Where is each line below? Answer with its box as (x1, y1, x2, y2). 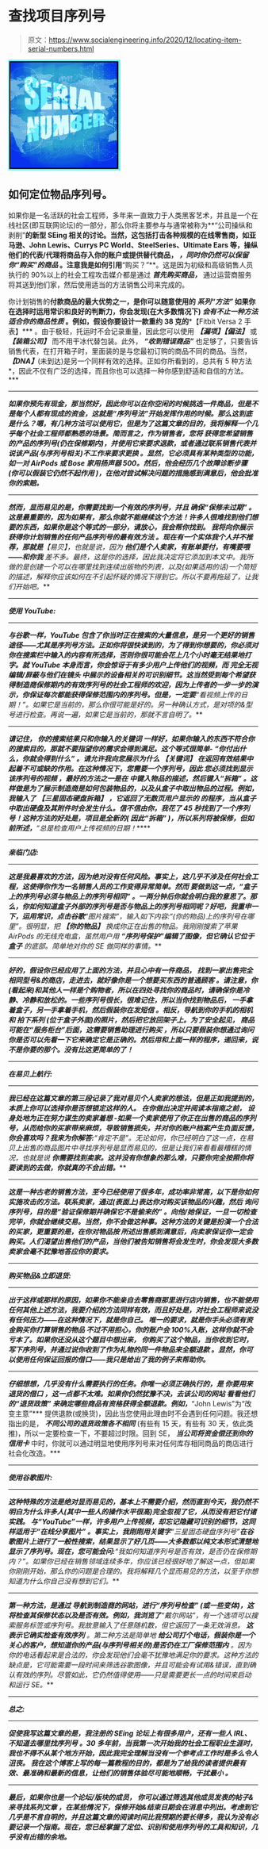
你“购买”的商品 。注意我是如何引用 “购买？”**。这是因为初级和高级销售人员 (8, 259, 254, 270)
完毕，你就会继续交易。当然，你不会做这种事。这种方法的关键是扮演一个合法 (8, 1217, 258, 1226)
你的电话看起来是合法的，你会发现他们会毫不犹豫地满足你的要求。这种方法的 (8, 1650, 258, 1659)
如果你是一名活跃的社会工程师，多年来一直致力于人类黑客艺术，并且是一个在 (8, 210, 258, 220)
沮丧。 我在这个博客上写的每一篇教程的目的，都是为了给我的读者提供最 (8, 1758, 239, 1767)
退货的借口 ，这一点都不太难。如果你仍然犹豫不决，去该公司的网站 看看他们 (8, 1389, 255, 1398)
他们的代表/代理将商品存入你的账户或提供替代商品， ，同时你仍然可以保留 (8, 250, 249, 259)
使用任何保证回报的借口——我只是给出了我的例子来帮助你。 (14, 1354, 210, 1364)
